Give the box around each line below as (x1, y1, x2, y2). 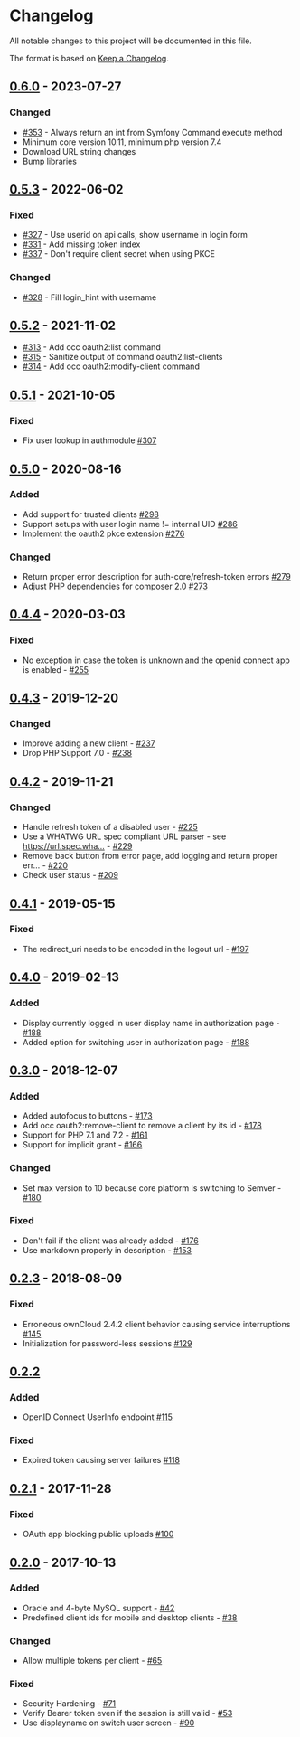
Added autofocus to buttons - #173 (22, 1110, 153, 1121)
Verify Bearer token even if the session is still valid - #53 (22, 1708, 233, 1719)
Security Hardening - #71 (22, 1698, 117, 1709)
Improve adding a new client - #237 (22, 738, 155, 749)
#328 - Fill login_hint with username (22, 291, 157, 303)
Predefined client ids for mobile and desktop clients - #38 (22, 1611, 238, 1623)
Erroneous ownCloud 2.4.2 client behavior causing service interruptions (22, 1318, 291, 1329)
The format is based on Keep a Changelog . (9, 52, 169, 63)
